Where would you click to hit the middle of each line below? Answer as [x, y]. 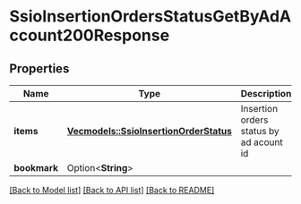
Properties [39, 68]
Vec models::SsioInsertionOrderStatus [150, 131]
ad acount [262, 142]
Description [266, 93]
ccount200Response [90, 35]
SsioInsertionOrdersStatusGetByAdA [150, 17]
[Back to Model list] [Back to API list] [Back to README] [112, 190]
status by [260, 131]
